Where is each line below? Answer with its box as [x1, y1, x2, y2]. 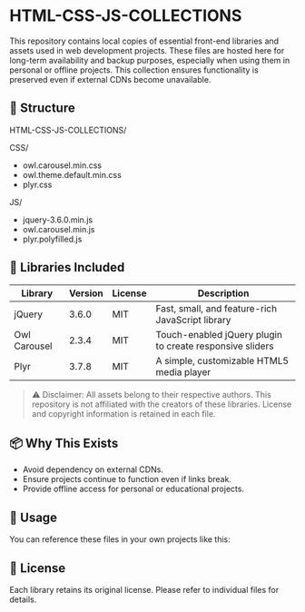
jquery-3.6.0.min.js [22, 214, 93, 225]
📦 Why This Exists [9, 435, 119, 450]
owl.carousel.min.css [22, 160, 103, 171]
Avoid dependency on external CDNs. [22, 464, 163, 475]
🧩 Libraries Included [9, 260, 125, 275]
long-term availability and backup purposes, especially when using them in [9, 54, 290, 65]
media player [155, 365, 212, 378]
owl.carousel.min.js [22, 223, 95, 234]
